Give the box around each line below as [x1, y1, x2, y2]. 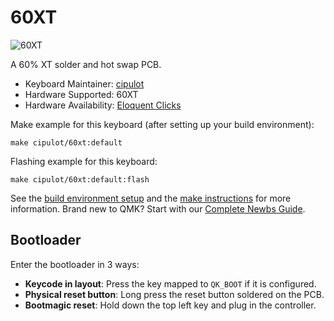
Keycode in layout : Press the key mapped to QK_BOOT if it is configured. [24, 277, 317, 290]
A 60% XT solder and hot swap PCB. [10, 58, 162, 70]
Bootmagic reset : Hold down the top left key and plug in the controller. [24, 299, 317, 311]
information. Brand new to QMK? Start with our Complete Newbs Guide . [10, 202, 306, 215]
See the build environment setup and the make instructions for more [10, 192, 292, 204]
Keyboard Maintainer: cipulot [24, 77, 145, 90]
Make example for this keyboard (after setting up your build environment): [10, 118, 315, 130]
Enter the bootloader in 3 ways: [10, 258, 140, 270]
